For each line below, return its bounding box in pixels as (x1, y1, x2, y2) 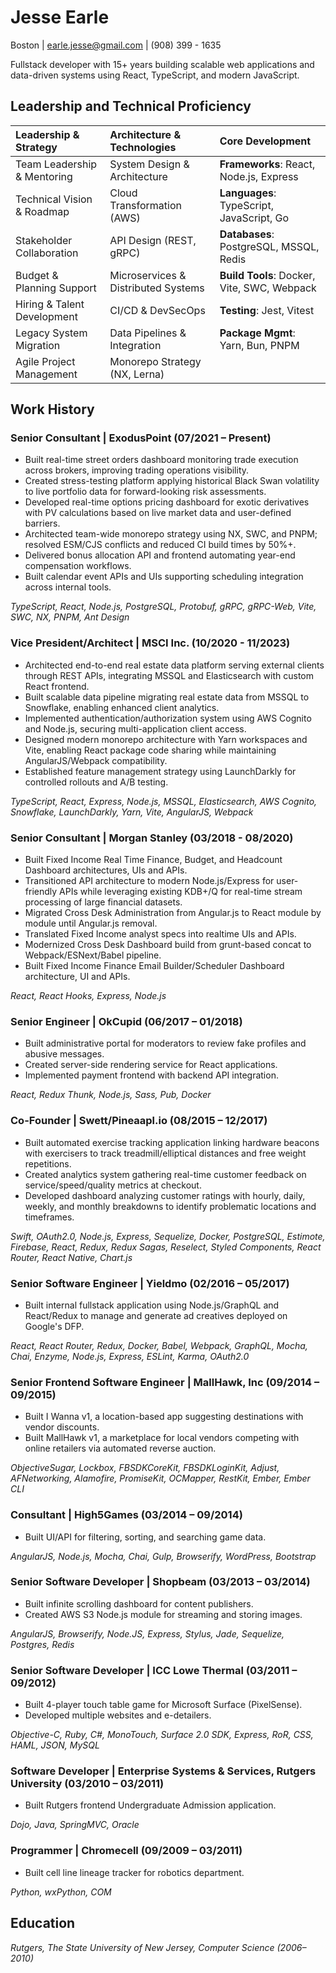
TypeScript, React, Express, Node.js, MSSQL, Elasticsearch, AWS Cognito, (10, 795, 318, 807)
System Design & (109, 157, 190, 171)
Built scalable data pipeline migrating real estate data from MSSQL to (24, 691, 310, 703)
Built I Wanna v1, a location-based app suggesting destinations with (24, 1411, 304, 1423)
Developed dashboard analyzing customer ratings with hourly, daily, (24, 1189, 306, 1201)
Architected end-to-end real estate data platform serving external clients (24, 659, 325, 671)
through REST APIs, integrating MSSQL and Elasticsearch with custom (24, 669, 315, 681)
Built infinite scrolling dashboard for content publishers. (24, 1597, 254, 1610)
